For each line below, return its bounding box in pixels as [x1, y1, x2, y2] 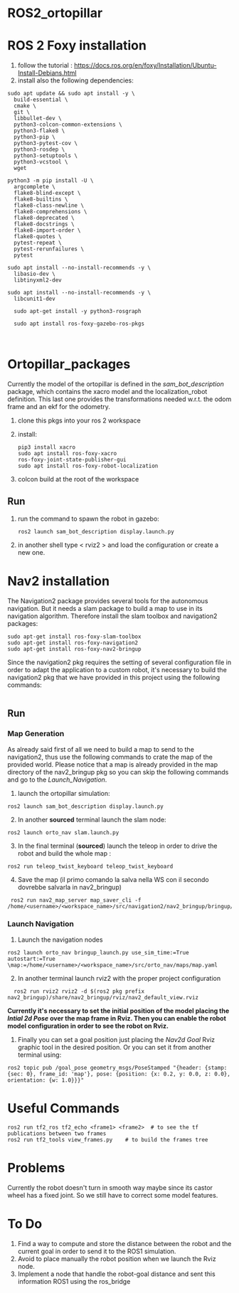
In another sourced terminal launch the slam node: [17, 815, 166, 824]
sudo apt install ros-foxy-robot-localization [17, 462, 159, 470]
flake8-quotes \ [14, 233, 62, 240]
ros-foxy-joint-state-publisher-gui [17, 457, 127, 464]
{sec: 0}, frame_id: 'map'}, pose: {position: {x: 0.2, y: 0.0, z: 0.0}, [7, 1070, 231, 1077]
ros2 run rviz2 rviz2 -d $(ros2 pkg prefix [14, 987, 144, 995]
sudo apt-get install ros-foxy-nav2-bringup [7, 645, 142, 652]
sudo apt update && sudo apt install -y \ [7, 90, 135, 97]
